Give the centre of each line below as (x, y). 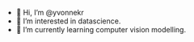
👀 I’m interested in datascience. (68, 21)
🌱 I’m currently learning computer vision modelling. (101, 29)
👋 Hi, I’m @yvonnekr (50, 13)
